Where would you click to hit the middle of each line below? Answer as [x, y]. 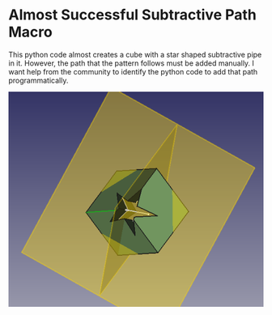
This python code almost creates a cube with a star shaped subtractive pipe [135, 54]
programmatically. [38, 80]
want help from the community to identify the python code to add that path [133, 71]
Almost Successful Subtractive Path [132, 15]
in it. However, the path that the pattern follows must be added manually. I [132, 63]
